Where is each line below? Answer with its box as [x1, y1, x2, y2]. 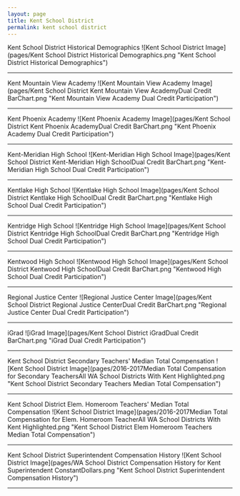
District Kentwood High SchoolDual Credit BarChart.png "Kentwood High [7, 265, 221, 273]
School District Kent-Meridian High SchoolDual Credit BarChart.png [7, 158, 206, 166]
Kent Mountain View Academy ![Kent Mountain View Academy [7, 79, 191, 88]
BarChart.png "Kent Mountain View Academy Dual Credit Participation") [7, 94, 219, 103]
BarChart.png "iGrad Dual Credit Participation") [7, 336, 146, 345]
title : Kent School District [7, 17, 94, 24]
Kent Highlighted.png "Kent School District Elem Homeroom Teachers [7, 422, 212, 432]
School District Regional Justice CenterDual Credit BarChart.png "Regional [7, 300, 227, 309]
